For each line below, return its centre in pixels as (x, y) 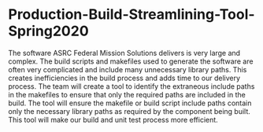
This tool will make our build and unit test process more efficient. (113, 119)
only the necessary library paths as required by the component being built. (129, 111)
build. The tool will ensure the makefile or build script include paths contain (130, 103)
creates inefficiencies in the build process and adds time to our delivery (124, 78)
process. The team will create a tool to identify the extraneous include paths (131, 86)
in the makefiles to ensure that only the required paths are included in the (127, 94)
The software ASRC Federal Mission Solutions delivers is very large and (124, 53)
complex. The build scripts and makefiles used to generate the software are (131, 61)
